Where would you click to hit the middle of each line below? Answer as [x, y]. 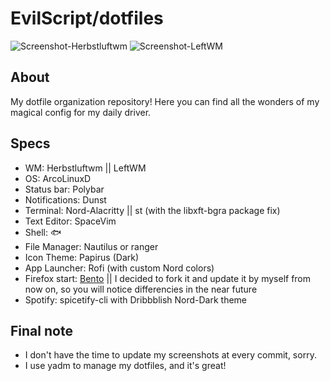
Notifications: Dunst [65, 199]
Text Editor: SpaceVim [70, 221]
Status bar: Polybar [64, 189]
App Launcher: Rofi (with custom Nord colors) [119, 268]
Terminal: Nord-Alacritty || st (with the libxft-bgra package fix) [152, 210]
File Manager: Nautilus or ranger [91, 246]
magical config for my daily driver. [81, 112]
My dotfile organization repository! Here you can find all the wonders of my [165, 101]
